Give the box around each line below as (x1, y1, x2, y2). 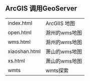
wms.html (8, 38, 31, 45)
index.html (8, 19, 33, 26)
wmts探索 (45, 67, 69, 74)
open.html (8, 29, 32, 36)
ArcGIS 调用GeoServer (5, 4, 77, 13)
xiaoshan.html (8, 48, 41, 55)
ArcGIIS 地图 (45, 20, 75, 27)
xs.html (8, 57, 25, 64)
